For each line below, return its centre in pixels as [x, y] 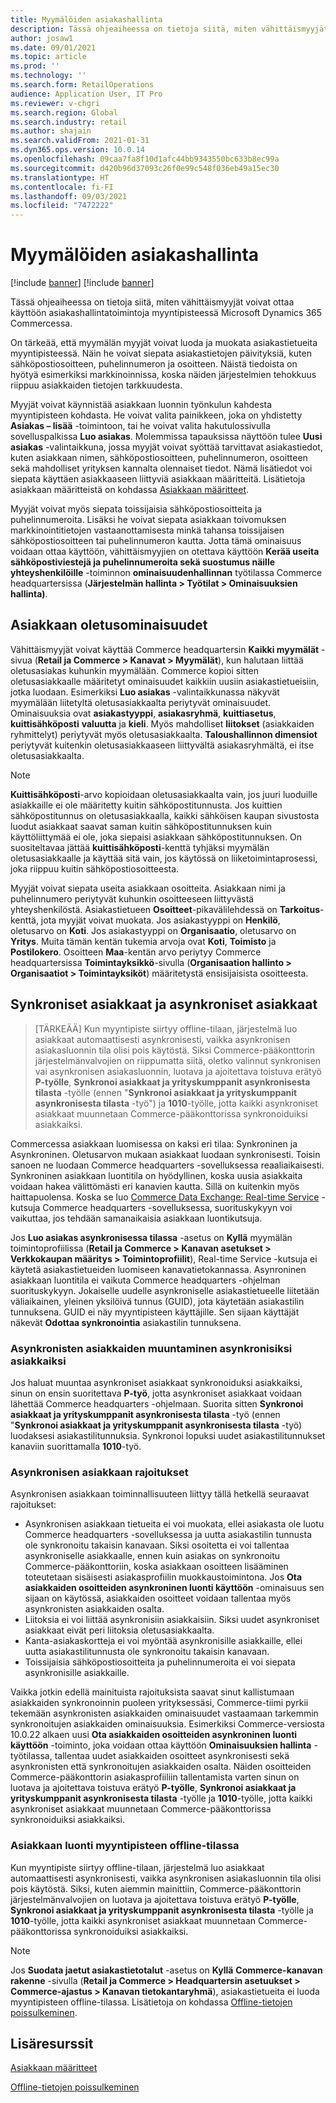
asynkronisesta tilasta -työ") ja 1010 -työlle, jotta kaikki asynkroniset [176, 1103]
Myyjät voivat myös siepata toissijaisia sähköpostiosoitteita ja [136, 509]
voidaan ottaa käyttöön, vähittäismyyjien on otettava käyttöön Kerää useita [165, 552]
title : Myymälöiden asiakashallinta [86, 19]
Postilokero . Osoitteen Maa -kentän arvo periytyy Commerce [136, 952]
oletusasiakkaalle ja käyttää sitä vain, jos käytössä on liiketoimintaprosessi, [164, 858]
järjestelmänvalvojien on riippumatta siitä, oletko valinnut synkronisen [178, 1060]
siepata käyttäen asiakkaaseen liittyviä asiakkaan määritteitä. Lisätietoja [158, 479]
